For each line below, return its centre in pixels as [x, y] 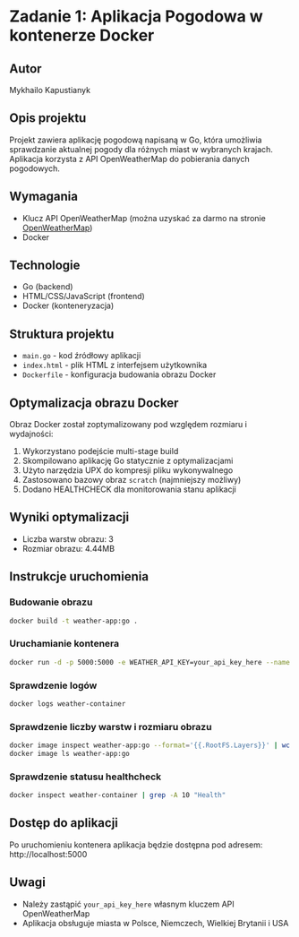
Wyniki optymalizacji [69, 517]
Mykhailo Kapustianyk [50, 90]
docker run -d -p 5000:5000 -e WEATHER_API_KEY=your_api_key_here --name [150, 662]
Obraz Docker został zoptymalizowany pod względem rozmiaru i [128, 425]
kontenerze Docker [82, 35]
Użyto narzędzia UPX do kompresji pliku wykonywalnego [128, 470]
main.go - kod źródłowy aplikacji [81, 356]
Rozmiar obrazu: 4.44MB [68, 548]
